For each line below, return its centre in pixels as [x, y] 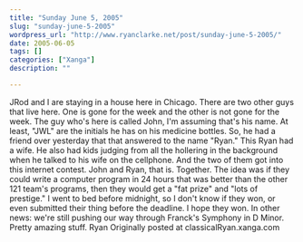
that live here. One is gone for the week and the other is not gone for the [144, 111]
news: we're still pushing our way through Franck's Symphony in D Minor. [147, 218]
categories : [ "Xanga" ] [52, 60]
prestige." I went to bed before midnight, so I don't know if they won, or [142, 198]
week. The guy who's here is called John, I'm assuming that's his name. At [149, 121]
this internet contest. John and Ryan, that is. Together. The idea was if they [150, 169]
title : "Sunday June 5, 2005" [67, 18]
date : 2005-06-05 [42, 43]
